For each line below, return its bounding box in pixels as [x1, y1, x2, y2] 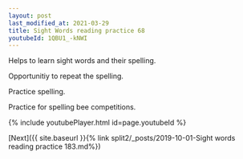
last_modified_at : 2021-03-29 [8, 19, 110, 27]
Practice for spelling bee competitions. [8, 102, 136, 112]
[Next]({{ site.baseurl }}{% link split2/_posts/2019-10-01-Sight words [8, 133, 236, 143]
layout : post [8, 11, 52, 20]
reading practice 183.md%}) [8, 141, 102, 152]
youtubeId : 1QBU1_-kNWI [8, 34, 88, 42]
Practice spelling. [8, 87, 66, 97]
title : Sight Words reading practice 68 [8, 26, 146, 34]
